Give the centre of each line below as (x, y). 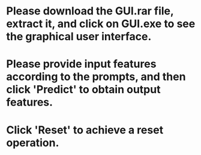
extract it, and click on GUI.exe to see (101, 24)
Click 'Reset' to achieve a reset (85, 130)
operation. (33, 143)
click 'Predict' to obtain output (83, 90)
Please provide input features (81, 64)
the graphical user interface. (79, 37)
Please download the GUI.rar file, (90, 11)
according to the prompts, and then (96, 77)
